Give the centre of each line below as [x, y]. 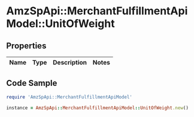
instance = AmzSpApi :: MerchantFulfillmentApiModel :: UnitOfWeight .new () [97, 108]
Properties [26, 46]
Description [70, 62]
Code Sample [32, 83]
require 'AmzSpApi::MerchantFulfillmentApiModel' [69, 97]
